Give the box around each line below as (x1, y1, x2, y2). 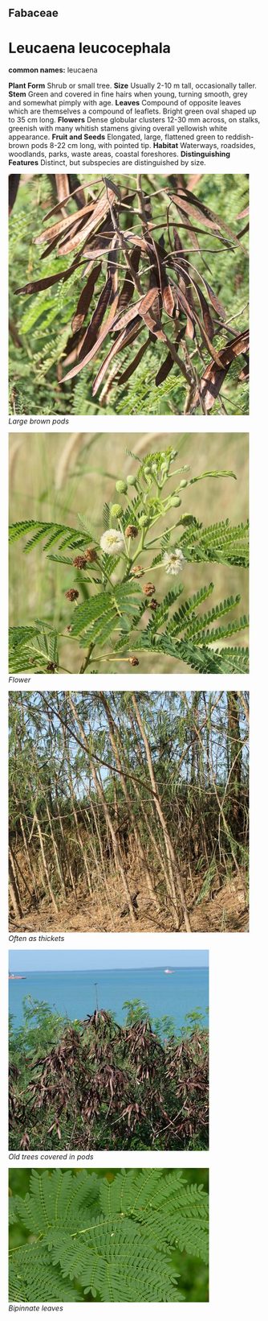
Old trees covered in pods (8, 1152, 94, 1162)
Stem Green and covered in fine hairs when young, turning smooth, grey (8, 89, 248, 99)
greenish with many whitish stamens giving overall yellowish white (8, 124, 228, 134)
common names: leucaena (8, 65, 98, 75)
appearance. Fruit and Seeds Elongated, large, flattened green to (8, 132, 225, 142)
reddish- (225, 132, 254, 142)
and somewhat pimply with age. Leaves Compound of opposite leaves (8, 98, 242, 108)
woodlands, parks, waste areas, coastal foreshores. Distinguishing (8, 149, 231, 159)
